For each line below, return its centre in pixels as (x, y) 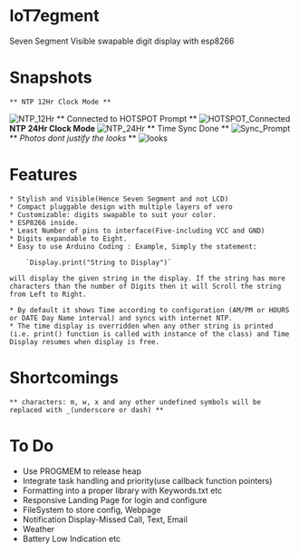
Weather (39, 528)
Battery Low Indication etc (71, 538)
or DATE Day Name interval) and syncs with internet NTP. (121, 318)
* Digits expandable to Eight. (68, 238)
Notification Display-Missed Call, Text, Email (105, 519)
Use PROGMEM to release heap (82, 471)
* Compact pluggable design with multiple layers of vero (121, 207)
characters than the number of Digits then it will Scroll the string (145, 286)
